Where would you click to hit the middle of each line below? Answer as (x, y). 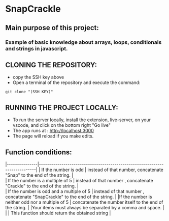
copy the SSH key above (38, 77)
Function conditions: (39, 152)
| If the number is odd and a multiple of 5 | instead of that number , (75, 191)
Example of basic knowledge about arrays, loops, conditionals (83, 42)
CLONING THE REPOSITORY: (51, 65)
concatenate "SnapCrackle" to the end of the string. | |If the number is (79, 197)
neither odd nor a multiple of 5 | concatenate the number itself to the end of (84, 202)
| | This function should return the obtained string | (58, 213)
